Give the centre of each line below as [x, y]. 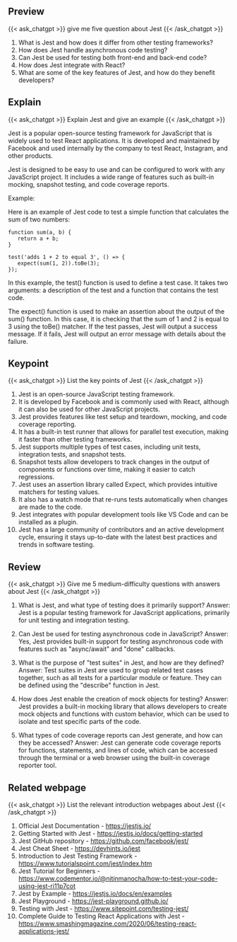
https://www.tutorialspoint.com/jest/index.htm [85, 863]
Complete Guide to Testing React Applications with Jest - [102, 917]
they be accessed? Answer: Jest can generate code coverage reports [120, 743]
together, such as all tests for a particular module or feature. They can [120, 678]
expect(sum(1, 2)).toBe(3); [59, 263]
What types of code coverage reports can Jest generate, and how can [120, 735]
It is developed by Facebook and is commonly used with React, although [123, 402]
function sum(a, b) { [40, 232]
